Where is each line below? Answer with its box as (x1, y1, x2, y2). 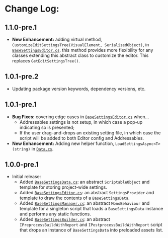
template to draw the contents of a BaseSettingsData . (19, 195, 130, 201)
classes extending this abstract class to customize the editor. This (12, 52, 149, 58)
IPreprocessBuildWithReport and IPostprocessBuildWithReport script (19, 222, 162, 228)
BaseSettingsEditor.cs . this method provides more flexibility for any (12, 47, 153, 53)
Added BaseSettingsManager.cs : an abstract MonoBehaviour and (19, 200, 150, 206)
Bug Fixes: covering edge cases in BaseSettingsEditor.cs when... (12, 114, 149, 120)
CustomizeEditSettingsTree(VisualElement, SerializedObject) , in (12, 42, 149, 48)
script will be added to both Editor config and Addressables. (19, 135, 144, 141)
